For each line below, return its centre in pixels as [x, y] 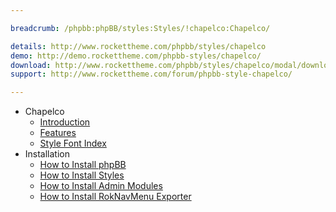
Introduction [65, 122]
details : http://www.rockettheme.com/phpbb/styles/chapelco [138, 46]
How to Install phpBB [83, 165]
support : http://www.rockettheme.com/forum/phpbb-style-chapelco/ [151, 74]
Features [58, 133]
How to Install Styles [82, 175]
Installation [47, 154]
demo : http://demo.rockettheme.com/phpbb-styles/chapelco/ [136, 56]
